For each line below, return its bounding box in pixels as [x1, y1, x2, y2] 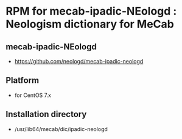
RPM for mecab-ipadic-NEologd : [5, 4, 177, 18]
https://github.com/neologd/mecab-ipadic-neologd [14, 58, 144, 65]
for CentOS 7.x [14, 91, 51, 99]
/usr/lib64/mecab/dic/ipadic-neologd [14, 125, 108, 132]
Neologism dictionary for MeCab [5, 17, 174, 31]
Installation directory [5, 109, 87, 119]
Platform [5, 75, 40, 86]
